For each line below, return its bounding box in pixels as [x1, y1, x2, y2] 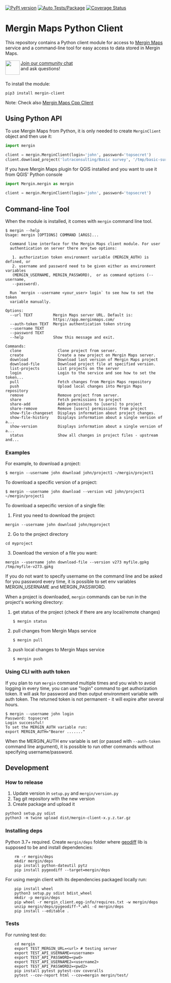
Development [5, 763, 49, 772]
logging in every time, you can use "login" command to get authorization [5, 685, 158, 691]
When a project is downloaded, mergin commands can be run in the [5, 594, 147, 600]
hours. [5, 701, 19, 707]
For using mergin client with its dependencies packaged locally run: [5, 876, 147, 882]
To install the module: [5, 80, 50, 86]
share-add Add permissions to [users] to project [10, 401, 142, 407]
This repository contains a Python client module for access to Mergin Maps [5, 39, 163, 45]
